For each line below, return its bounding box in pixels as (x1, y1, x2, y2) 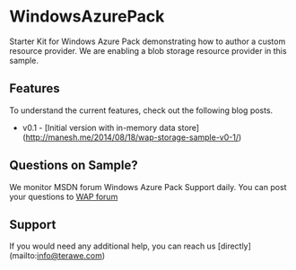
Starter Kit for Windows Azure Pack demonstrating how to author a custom (9, 36, 286, 47)
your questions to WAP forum (9, 191, 118, 202)
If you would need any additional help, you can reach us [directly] (9, 240, 251, 252)
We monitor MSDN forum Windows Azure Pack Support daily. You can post (9, 181, 287, 192)
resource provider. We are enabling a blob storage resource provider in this (9, 45, 287, 56)
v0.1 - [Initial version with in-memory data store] (22, 122, 200, 133)
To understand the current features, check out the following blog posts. (9, 105, 274, 116)
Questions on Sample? (9, 158, 138, 173)
